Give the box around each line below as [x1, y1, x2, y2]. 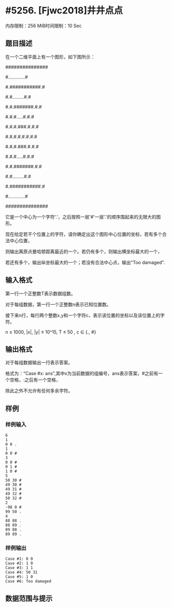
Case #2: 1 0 [5, 561, 33, 566]
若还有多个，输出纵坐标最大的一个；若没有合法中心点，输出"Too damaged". [5, 259, 165, 265]
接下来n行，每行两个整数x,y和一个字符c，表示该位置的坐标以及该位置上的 [5, 312, 160, 318]
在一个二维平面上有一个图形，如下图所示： [5, 53, 95, 60]
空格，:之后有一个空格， [9, 377, 61, 383]
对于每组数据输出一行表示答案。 [5, 360, 73, 366]
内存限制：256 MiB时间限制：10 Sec [5, 23, 82, 29]
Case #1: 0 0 [5, 556, 33, 562]
